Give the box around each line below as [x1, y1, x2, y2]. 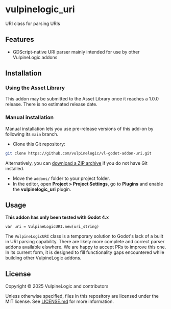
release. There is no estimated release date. [5, 101, 98, 108]
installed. [5, 165, 25, 171]
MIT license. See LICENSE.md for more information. [5, 298, 114, 304]
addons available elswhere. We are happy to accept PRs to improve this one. [5, 244, 166, 250]
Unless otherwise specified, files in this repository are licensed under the [5, 293, 159, 299]
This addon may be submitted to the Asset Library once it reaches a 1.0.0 [5, 96, 159, 102]
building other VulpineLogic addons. [5, 255, 82, 261]
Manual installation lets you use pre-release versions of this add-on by [5, 125, 154, 132]
